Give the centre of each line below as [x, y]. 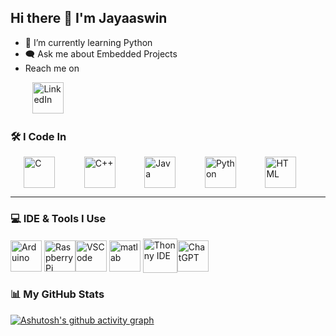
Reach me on [52, 68]
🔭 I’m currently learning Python [88, 42]
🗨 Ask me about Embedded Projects [101, 53]
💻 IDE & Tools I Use [58, 219]
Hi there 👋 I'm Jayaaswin [89, 18]
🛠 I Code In [38, 136]
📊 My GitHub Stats [57, 294]
